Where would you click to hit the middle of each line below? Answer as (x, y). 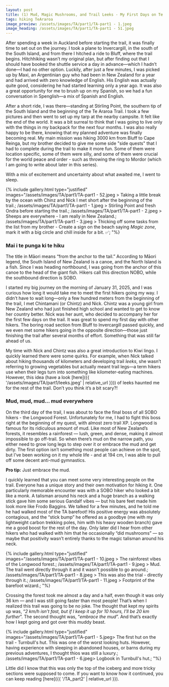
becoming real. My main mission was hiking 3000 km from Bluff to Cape (80, 138)
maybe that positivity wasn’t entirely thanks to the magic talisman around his (85, 538)
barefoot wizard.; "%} (28, 585)
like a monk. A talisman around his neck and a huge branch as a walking (80, 496)
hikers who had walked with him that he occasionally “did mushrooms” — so (84, 533)
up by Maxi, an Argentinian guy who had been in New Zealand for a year (80, 75)
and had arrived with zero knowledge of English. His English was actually (81, 80)
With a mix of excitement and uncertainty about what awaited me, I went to (83, 174)
